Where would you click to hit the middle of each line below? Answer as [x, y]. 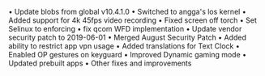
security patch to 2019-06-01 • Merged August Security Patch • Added [128, 37]
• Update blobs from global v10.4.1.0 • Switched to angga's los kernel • [127, 12]
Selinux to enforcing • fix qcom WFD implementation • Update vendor [125, 29]
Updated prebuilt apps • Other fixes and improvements [100, 63]
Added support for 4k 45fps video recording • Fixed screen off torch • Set [133, 20]
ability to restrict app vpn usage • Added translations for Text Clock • [124, 46]
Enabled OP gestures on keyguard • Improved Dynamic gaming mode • [128, 55]
